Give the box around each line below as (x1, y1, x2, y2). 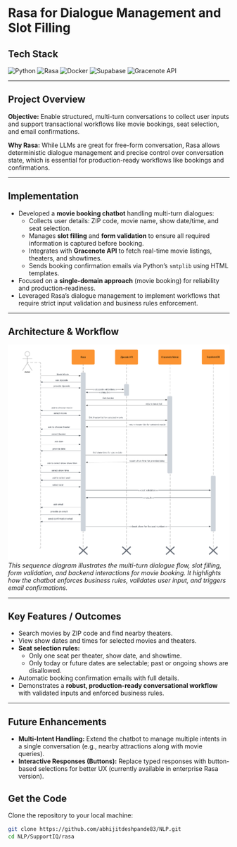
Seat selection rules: (18, 644, 80, 653)
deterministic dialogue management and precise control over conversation (8, 148, 224, 156)
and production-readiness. (18, 284, 96, 292)
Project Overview (8, 94, 86, 106)
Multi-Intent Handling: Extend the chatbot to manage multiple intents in (18, 734, 227, 744)
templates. (28, 269, 60, 277)
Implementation (8, 190, 79, 202)
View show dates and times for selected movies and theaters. (18, 636, 197, 645)
